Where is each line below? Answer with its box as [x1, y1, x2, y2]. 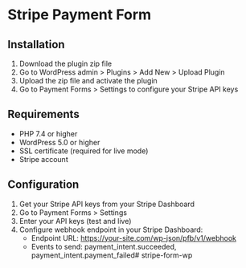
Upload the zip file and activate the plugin [18, 76, 158, 85]
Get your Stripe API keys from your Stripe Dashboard [18, 199, 195, 209]
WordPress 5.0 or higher [18, 137, 100, 147]
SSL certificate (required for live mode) [18, 146, 149, 156]
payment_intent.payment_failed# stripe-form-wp [31, 250, 193, 260]
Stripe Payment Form [7, 6, 152, 24]
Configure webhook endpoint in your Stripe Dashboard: [18, 225, 203, 234]
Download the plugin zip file [18, 59, 113, 68]
